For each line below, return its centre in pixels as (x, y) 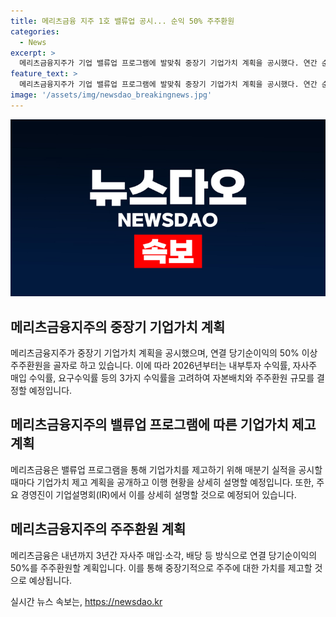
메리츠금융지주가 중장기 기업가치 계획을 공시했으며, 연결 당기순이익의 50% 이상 (164, 353)
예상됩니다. (50, 580)
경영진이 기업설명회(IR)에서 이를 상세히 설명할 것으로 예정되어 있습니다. (158, 494)
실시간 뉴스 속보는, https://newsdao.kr (86, 601)
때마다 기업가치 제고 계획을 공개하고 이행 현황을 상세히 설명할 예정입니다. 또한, (162, 482)
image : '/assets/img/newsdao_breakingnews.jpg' (111, 95)
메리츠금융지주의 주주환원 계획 (98, 529)
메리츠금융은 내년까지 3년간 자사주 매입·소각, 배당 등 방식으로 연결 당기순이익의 (164, 555)
